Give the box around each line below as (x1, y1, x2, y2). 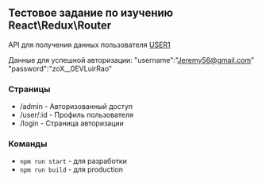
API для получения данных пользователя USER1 (8, 40, 171, 49)
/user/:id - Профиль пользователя (19, 110, 133, 120)
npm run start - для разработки (19, 157, 127, 166)
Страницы (8, 83, 51, 95)
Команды (8, 138, 48, 149)
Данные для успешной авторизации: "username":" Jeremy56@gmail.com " (8, 55, 255, 64)
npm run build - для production (19, 165, 124, 174)
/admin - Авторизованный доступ (19, 102, 133, 111)
